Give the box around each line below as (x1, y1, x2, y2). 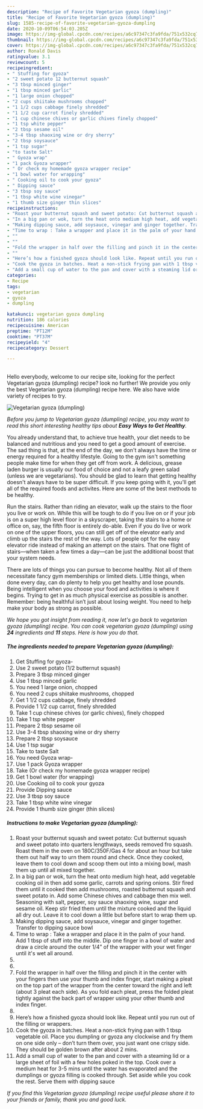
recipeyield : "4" (7, 339, 51, 346)
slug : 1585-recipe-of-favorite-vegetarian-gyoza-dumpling (7, 20, 155, 26)
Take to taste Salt (15, 748, 59, 755)
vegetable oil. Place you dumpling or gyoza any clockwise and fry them (15, 1033, 193, 1040)
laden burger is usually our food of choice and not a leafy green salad (7, 466, 180, 473)
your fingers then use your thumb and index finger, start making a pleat (15, 975, 193, 983)
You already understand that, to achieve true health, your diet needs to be (7, 434, 190, 441)
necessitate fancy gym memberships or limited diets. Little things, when (7, 572, 186, 580)
